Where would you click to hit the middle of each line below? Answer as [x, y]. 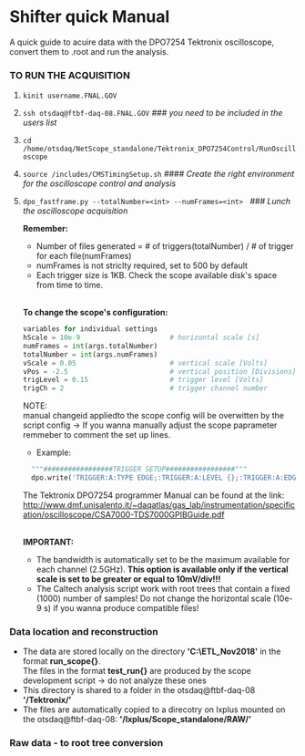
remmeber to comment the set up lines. [97, 435]
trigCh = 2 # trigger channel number [145, 388]
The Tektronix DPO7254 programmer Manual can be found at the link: [153, 495]
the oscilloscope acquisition [75, 211]
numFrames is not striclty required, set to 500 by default [142, 265]
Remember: [45, 229]
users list [40, 123]
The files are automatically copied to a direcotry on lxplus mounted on [154, 709]
